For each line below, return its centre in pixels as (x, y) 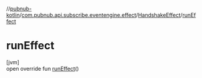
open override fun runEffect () (43, 68)
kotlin (13, 15)
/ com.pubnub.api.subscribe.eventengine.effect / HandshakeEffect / (101, 15)
